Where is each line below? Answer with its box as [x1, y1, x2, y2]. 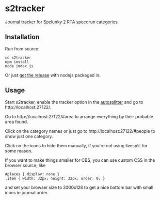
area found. [5, 119, 28, 124]
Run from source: [5, 46, 40, 51]
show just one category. [5, 133, 53, 139]
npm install [5, 59, 29, 64]
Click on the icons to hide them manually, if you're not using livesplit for [5, 142, 148, 148]
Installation [5, 33, 40, 41]
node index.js [5, 63, 34, 68]
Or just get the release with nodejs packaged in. [5, 72, 101, 78]
